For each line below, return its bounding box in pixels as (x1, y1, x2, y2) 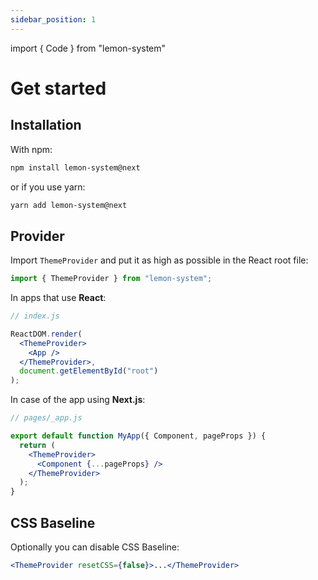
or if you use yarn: (10, 181, 86, 193)
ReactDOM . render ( (10, 329, 83, 339)
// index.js (10, 311, 60, 321)
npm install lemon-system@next (10, 162, 141, 173)
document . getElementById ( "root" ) (19, 366, 159, 376)
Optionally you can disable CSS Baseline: (10, 541, 180, 553)
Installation (10, 117, 82, 134)
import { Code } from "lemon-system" (10, 42, 167, 54)
